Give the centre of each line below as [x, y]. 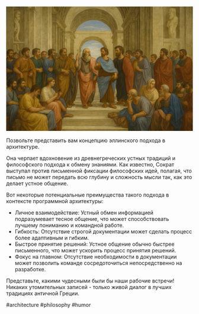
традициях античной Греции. [43, 293]
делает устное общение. [37, 183]
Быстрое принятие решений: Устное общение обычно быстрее [94, 244]
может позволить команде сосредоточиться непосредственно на [98, 263]
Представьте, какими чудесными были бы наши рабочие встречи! [90, 281]
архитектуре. [23, 146]
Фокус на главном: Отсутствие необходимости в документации [96, 257]
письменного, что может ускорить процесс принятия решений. [95, 250]
